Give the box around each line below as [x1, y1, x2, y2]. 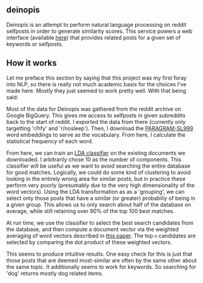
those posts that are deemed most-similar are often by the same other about [6, 256, 197, 264]
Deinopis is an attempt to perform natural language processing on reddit [6, 21, 187, 28]
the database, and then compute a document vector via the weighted [6, 225, 179, 233]
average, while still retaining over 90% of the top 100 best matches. [6, 207, 175, 214]
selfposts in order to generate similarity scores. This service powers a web [6, 27, 193, 35]
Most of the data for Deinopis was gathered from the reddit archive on [6, 105, 182, 112]
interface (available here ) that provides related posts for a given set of [6, 33, 181, 41]
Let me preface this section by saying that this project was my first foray [6, 74, 187, 81]
